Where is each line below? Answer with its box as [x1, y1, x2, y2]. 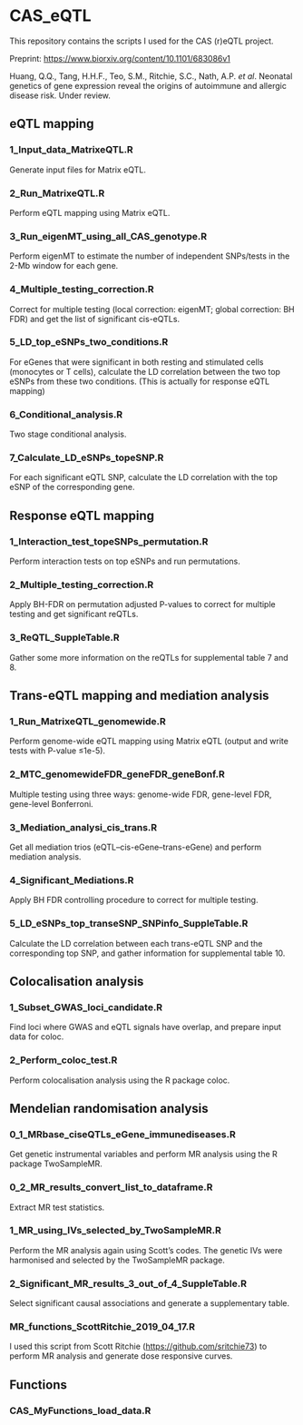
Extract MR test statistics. [9, 1202, 105, 1213]
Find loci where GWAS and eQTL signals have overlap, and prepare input [9, 1022, 281, 1033]
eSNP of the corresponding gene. [9, 482, 135, 493]
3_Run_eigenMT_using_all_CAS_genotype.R [9, 230, 208, 242]
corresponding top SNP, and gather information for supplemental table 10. [9, 948, 286, 958]
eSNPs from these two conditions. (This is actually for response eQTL [9, 376, 270, 387]
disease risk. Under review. [9, 90, 112, 101]
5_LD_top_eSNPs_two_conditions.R [9, 336, 169, 349]
